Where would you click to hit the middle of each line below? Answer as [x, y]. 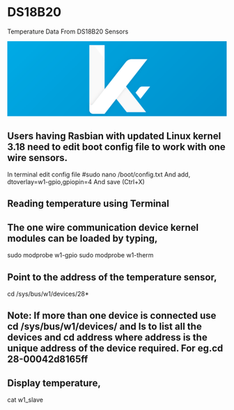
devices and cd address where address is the [107, 338]
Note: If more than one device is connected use [112, 316]
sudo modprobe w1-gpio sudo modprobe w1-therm [80, 255]
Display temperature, [54, 383]
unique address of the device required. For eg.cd [115, 348]
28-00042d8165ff [48, 359]
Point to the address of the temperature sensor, [112, 277]
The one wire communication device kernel [103, 227]
